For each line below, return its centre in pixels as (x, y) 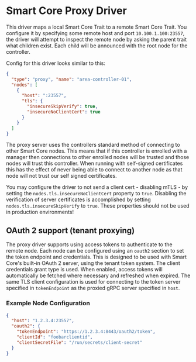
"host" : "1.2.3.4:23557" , (43, 321)
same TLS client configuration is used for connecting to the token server (93, 282)
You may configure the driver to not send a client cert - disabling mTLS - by (97, 187)
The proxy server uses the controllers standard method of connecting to (93, 145)
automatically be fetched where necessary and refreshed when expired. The (98, 275)
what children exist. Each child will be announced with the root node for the (97, 46)
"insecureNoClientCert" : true (64, 112)
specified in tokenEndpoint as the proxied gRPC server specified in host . (93, 288)
